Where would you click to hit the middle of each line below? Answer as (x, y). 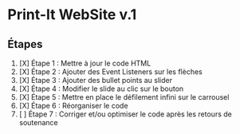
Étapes (25, 44)
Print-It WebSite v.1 (72, 15)
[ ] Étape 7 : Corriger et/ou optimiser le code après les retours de (125, 114)
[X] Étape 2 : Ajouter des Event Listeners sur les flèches (110, 72)
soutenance (39, 122)
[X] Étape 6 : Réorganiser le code (73, 106)
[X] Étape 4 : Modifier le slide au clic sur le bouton (101, 89)
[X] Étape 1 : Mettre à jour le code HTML (85, 63)
